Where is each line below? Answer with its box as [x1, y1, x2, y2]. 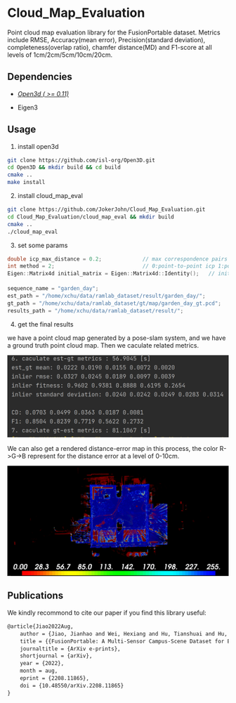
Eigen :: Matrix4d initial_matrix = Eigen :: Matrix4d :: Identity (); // [7, 270, 216, 277]
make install [7, 179, 46, 186]
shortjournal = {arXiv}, [20, 652, 93, 659]
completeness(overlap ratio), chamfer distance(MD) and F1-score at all [7, 43, 212, 51]
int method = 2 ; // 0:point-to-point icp [7, 263, 216, 270]
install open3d [17, 142, 59, 150]
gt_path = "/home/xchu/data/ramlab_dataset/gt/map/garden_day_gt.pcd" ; [7, 300, 221, 307]
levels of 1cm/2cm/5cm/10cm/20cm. [7, 51, 113, 59]
